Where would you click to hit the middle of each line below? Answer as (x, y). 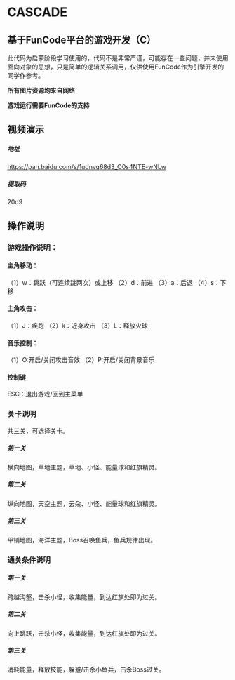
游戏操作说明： (33, 248)
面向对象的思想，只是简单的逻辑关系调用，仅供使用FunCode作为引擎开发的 (116, 67)
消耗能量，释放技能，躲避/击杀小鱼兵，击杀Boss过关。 (86, 669)
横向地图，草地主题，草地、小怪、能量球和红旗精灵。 (84, 467)
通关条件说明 (29, 560)
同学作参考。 (26, 75)
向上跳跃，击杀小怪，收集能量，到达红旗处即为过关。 (84, 633)
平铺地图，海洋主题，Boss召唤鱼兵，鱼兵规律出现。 (82, 540)
